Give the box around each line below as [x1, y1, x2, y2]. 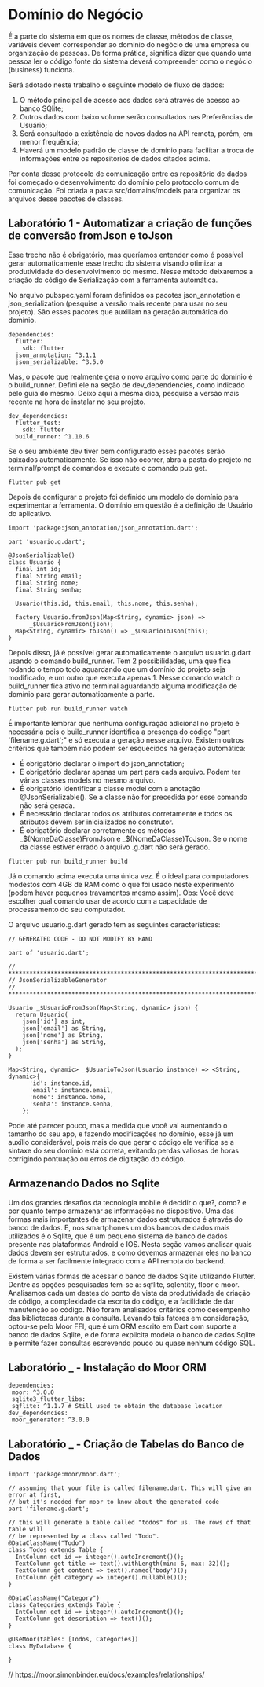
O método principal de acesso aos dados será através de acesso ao [19, 95, 240, 105]
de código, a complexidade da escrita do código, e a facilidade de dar [8, 1296, 235, 1306]
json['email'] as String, [22, 1024, 108, 1032]
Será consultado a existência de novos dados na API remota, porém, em [19, 128, 254, 138]
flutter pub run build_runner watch [8, 705, 128, 713]
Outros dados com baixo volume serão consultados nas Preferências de [19, 112, 254, 121]
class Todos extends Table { [8, 1546, 104, 1554]
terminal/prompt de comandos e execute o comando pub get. [8, 463, 207, 472]
